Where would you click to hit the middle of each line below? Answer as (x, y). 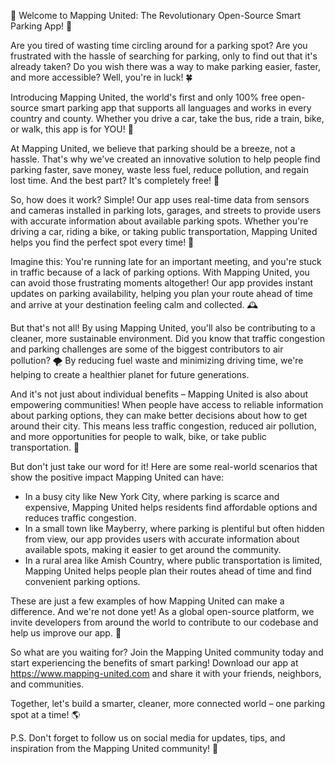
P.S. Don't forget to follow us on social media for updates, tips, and (148, 738)
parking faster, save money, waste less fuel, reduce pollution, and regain (160, 169)
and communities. (47, 684)
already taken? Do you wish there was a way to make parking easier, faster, (165, 66)
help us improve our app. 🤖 (66, 633)
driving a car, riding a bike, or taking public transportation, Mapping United (164, 231)
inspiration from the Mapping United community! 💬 (114, 748)
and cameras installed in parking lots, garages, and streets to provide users (166, 210)
